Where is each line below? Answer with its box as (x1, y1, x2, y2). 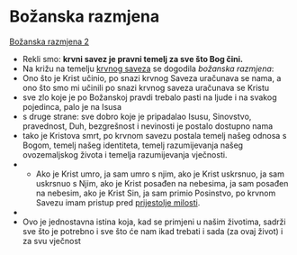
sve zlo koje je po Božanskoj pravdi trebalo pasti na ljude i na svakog (22, 92, 277, 103)
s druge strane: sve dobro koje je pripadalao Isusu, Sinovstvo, (22, 111, 252, 122)
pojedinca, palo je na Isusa (22, 101, 122, 112)
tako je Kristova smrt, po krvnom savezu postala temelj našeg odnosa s (22, 130, 287, 141)
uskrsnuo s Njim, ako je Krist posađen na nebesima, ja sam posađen (35, 178, 289, 188)
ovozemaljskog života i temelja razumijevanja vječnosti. (22, 149, 228, 159)
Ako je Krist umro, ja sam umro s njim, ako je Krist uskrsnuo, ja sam (35, 168, 285, 179)
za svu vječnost (22, 235, 81, 246)
